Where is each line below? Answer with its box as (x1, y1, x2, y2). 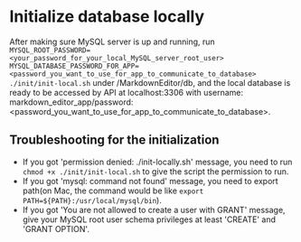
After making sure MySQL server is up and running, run (9, 36, 215, 47)
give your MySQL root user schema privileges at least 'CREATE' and (22, 214, 277, 225)
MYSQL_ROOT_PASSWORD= (9, 45, 91, 55)
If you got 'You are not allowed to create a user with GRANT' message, (22, 204, 287, 215)
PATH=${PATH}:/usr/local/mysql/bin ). (22, 194, 163, 205)
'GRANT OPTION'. (22, 223, 90, 234)
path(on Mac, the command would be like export (22, 185, 204, 196)
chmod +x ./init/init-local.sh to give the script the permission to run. (22, 165, 289, 177)
